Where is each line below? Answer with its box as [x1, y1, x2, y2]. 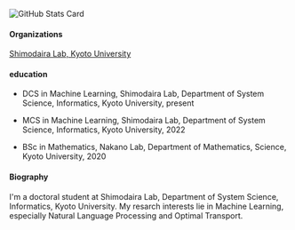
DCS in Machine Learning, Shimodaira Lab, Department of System [21, 89, 265, 99]
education [9, 68, 48, 79]
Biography [9, 171, 49, 182]
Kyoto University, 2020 [21, 151, 107, 162]
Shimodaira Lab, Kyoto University [9, 49, 132, 59]
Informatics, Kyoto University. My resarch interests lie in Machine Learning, [9, 201, 284, 211]
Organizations [9, 28, 63, 39]
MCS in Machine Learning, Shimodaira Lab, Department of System [21, 115, 267, 126]
